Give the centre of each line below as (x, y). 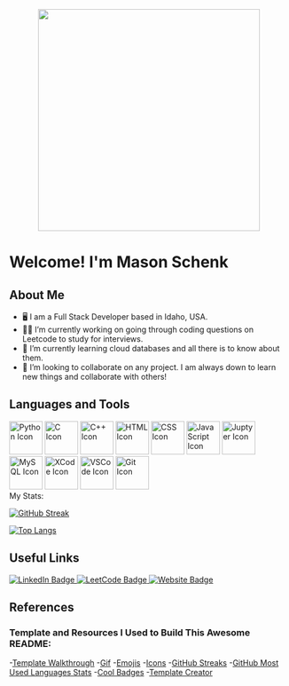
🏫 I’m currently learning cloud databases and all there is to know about (151, 348)
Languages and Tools (70, 404)
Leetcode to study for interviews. (82, 339)
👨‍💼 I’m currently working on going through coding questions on (138, 329)
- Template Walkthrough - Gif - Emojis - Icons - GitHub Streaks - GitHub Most (144, 663)
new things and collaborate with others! (94, 377)
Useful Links (44, 558)
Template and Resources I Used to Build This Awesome (130, 632)
